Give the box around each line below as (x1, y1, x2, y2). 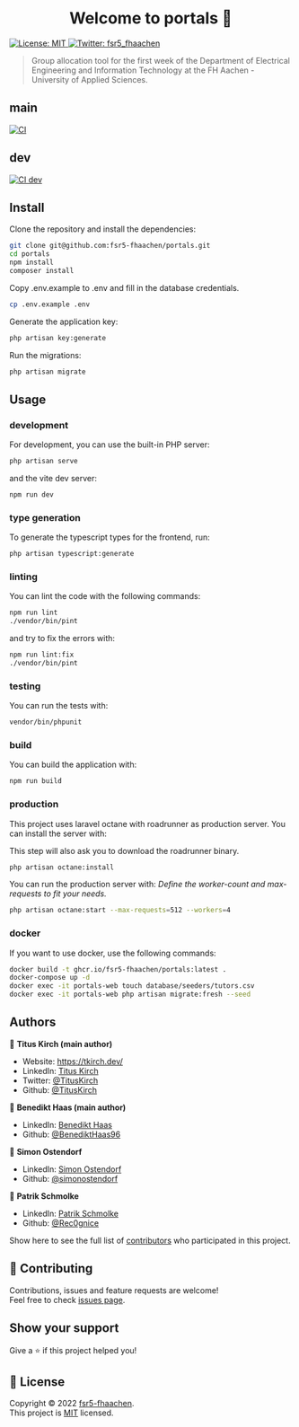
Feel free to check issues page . (9, 1294, 126, 1305)
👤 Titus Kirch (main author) (9, 1038, 113, 1049)
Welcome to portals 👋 (69, 8, 233, 29)
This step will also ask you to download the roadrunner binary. (9, 845, 240, 856)
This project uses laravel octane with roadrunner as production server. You (9, 818, 286, 829)
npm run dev (9, 490, 54, 499)
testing (9, 680, 41, 692)
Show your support (9, 1320, 119, 1336)
